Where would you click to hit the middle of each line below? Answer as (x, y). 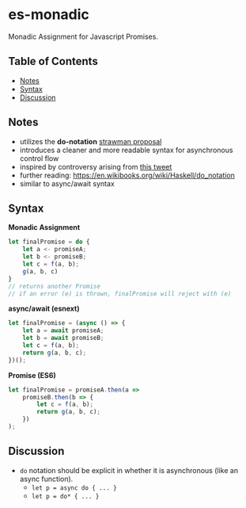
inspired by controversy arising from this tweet (96, 166)
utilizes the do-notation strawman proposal (91, 141)
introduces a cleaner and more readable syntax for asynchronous (126, 150)
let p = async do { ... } (74, 488)
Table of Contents (53, 61)
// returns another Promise (55, 286)
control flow (39, 158)
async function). (46, 479)
